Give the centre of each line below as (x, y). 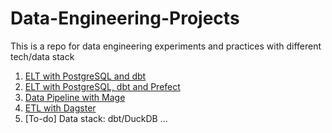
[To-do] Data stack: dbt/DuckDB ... (96, 118)
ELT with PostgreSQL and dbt (85, 76)
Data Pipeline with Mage (75, 97)
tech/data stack (42, 56)
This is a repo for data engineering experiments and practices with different (166, 46)
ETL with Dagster (60, 108)
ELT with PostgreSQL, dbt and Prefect (102, 86)
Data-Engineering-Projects (125, 18)
